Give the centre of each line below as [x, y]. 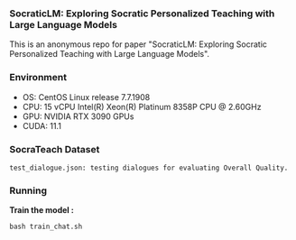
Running [28, 190]
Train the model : [42, 210]
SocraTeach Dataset [55, 149]
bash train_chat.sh [46, 227]
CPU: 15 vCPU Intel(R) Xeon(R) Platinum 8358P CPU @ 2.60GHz [142, 106]
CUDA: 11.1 [42, 125]
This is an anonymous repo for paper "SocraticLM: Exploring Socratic [139, 44]
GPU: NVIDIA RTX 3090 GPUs [78, 116]
